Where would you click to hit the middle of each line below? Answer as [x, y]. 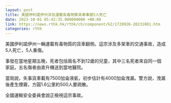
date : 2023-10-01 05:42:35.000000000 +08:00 [53, 19]
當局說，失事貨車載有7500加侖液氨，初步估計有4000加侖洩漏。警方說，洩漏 [85, 78]
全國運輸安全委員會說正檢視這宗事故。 [45, 95]
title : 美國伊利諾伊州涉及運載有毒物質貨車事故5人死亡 [56, 15]
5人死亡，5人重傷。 [26, 50]
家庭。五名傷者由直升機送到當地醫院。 [45, 67]
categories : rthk [24, 29]
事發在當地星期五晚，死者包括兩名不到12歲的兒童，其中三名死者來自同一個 [83, 61]
